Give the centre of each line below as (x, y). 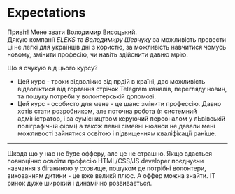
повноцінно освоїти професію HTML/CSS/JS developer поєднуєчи (106, 161)
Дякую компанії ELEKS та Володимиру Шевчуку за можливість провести (117, 39)
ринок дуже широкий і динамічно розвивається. (80, 183)
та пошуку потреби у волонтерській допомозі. (86, 96)
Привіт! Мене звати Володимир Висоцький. (72, 32)
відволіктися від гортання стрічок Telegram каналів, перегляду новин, (122, 89)
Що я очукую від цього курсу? (52, 68)
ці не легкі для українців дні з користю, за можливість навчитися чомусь (117, 47)
